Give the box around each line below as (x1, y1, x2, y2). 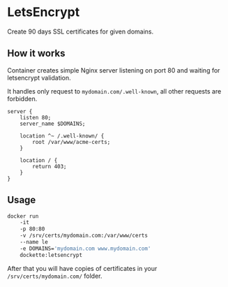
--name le (20, 239, 49, 246)
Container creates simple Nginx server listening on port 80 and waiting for (7, 66, 220, 74)
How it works (7, 47, 66, 59)
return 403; (32, 163, 68, 170)
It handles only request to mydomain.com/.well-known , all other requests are (7, 87, 222, 95)
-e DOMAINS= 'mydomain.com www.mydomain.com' (20, 245, 151, 252)
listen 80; (20, 114, 52, 121)
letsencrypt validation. (7, 73, 71, 82)
